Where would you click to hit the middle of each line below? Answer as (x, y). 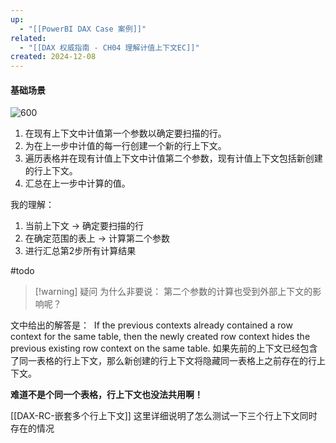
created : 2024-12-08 (53, 57)
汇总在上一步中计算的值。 (77, 183)
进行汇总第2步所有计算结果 (80, 251)
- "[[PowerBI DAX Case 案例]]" (83, 29)
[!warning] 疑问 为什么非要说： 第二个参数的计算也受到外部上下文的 (173, 292)
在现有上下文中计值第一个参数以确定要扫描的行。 (125, 133)
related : (28, 38)
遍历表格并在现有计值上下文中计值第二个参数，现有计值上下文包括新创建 (173, 158)
